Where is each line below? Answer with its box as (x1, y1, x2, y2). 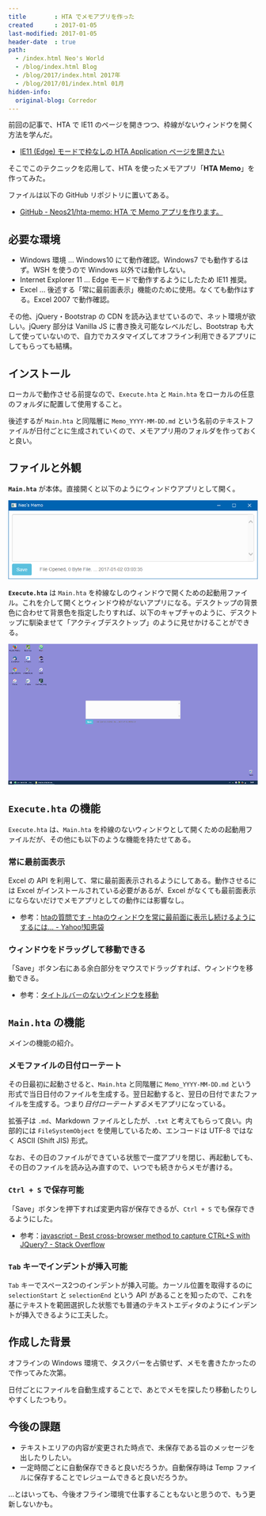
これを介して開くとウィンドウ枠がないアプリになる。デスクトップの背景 (21, 598, 258, 608)
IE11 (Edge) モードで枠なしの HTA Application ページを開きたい (19, 147, 225, 156)
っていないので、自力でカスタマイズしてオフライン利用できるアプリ (28, 331, 250, 341)
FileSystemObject (37, 1128, 95, 1136)
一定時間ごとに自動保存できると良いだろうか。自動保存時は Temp (19, 1462, 234, 1472)
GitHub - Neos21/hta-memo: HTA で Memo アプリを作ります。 (19, 207, 223, 217)
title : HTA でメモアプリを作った (8, 13, 135, 21)
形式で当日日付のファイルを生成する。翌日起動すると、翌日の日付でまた (8, 1090, 244, 1099)
